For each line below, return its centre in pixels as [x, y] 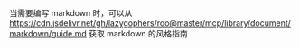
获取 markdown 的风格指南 [138, 33]
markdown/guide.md [48, 33]
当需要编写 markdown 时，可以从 [71, 13]
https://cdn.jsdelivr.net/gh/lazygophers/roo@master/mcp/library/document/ [150, 23]
